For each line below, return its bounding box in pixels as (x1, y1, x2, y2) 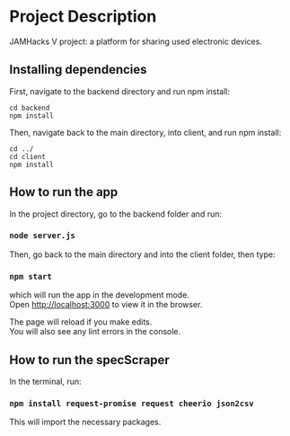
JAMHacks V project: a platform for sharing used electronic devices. (9, 36, 263, 47)
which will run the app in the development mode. (9, 289, 190, 300)
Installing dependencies (9, 62, 147, 77)
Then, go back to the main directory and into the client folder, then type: (9, 249, 276, 260)
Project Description (9, 6, 157, 27)
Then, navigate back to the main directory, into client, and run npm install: (9, 127, 282, 138)
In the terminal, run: (9, 376, 83, 387)
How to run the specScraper (9, 352, 171, 368)
